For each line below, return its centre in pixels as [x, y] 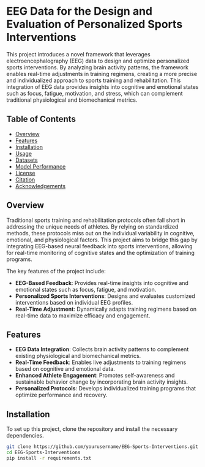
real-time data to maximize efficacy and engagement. [83, 315]
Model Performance [40, 166]
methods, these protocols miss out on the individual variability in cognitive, [100, 233]
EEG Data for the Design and [80, 11]
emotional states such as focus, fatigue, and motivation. [86, 289]
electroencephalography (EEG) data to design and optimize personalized [98, 61]
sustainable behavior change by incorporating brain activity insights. [102, 382]
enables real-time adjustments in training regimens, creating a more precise [102, 74]
